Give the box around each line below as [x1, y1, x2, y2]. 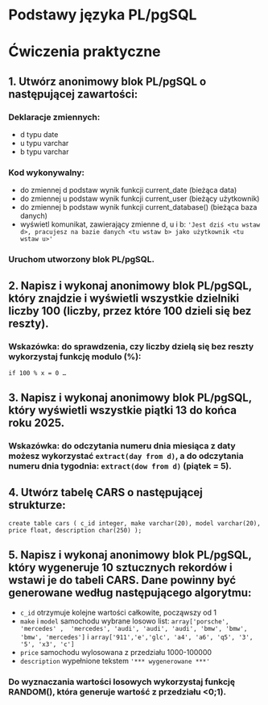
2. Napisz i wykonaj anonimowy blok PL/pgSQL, [8, 278, 252, 292]
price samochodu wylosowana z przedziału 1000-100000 [19, 647, 212, 657]
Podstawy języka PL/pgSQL [8, 6, 197, 24]
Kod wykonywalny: [8, 167, 85, 178]
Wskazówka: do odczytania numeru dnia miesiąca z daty [8, 440, 236, 452]
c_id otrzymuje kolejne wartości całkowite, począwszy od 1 [19, 607, 217, 617]
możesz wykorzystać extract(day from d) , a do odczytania [8, 450, 244, 461]
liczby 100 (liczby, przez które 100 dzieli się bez [8, 304, 252, 318]
